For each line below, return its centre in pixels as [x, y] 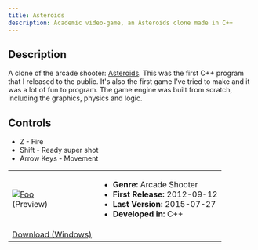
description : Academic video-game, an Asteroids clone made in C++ [121, 23]
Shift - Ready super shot [59, 150]
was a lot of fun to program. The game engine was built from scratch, [120, 90]
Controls [30, 123]
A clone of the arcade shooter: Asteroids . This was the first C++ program [126, 73]
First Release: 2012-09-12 [165, 194]
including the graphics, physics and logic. [75, 98]
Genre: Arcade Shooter [155, 185]
